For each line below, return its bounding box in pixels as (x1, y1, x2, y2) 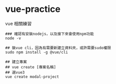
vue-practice (5, 3, 61, 15)
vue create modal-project (5, 74, 59, 79)
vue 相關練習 (5, 20, 32, 26)
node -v (5, 36, 21, 41)
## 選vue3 (5, 70, 25, 75)
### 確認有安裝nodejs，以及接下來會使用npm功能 (5, 31, 94, 36)
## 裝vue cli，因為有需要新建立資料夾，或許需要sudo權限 (5, 45, 111, 50)
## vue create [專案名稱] (5, 65, 56, 70)
